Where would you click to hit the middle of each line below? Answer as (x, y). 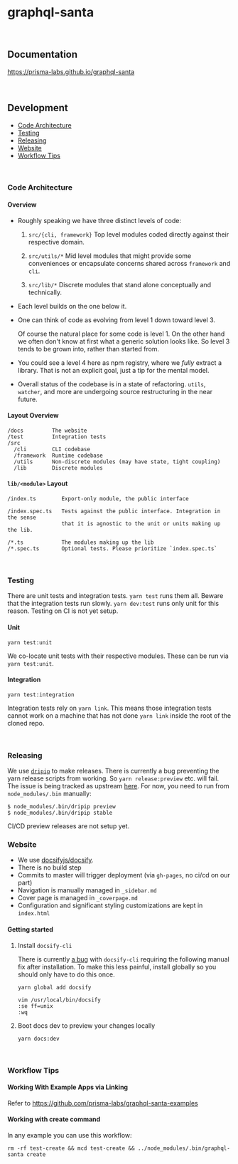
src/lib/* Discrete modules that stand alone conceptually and (120, 284)
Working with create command (54, 1119)
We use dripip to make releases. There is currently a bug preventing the (113, 771)
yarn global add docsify (54, 987)
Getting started (30, 929)
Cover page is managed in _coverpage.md (78, 898)
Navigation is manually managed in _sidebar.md (87, 890)
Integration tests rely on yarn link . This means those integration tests (109, 708)
